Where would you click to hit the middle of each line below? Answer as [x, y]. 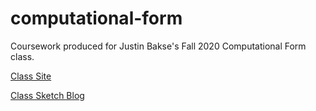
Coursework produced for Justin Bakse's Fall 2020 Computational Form [158, 46]
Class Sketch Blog [47, 95]
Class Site [31, 76]
